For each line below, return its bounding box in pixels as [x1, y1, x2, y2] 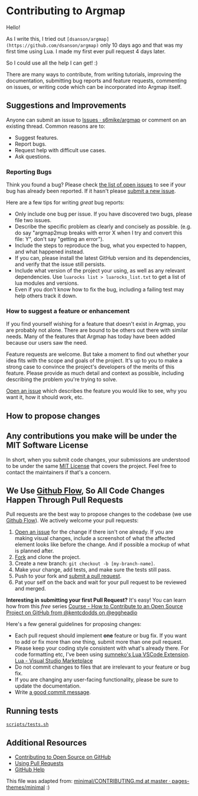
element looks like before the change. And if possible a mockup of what [14, 541, 190, 548]
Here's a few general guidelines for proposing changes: [6, 621, 142, 628]
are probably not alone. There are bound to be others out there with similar [6, 327, 188, 334]
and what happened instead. [14, 248, 85, 255]
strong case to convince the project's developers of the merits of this [6, 363, 175, 371]
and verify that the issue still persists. [14, 261, 106, 268]
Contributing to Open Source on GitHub [14, 753, 111, 760]
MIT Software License [6, 440, 89, 451]
